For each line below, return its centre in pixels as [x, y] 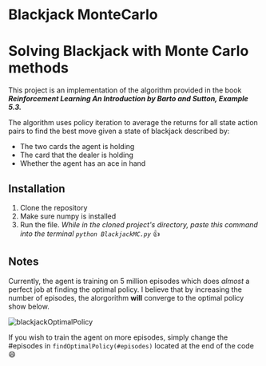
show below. [29, 306]
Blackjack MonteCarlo [83, 15]
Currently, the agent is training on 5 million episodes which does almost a [129, 281]
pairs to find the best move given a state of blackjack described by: [119, 131]
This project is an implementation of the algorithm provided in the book [125, 90]
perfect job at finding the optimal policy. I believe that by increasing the [125, 289]
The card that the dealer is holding [77, 155]
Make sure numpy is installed [68, 216]
